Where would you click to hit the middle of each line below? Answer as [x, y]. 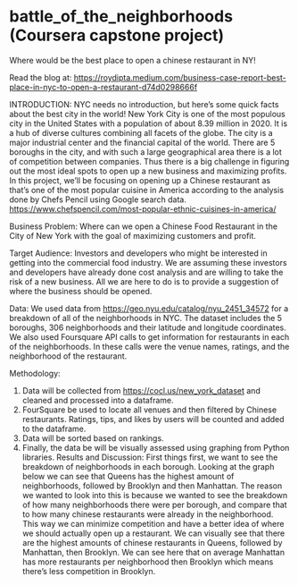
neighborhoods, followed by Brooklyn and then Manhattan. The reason [152, 486]
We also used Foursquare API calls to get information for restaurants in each [149, 336]
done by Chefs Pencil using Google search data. [98, 199]
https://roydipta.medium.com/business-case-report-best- [180, 77]
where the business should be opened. [81, 291]
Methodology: [35, 373]
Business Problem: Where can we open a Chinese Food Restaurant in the [144, 226]
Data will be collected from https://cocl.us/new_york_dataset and [141, 390]
